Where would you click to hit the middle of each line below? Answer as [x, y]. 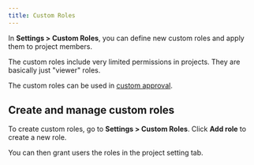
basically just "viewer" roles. [54, 70]
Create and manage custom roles [92, 110]
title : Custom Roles [42, 15]
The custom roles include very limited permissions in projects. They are [124, 62]
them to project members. [50, 46]
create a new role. [37, 137]
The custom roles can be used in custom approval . [91, 85]
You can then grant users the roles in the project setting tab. [106, 153]
